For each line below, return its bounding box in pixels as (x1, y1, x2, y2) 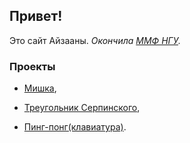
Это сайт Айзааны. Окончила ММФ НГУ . (9, 34, 181, 46)
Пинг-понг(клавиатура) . (23, 121, 127, 133)
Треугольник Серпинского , (23, 102, 141, 114)
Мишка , (23, 82, 57, 94)
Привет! (9, 8, 63, 25)
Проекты (9, 59, 56, 73)
